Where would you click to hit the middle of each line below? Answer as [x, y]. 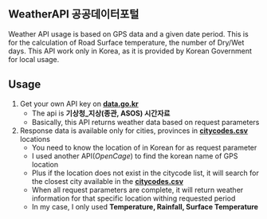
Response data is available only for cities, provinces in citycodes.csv [134, 131]
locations [35, 139]
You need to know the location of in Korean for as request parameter [144, 147]
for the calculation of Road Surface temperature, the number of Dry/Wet [126, 42]
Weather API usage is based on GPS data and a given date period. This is [128, 33]
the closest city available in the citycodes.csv [108, 181]
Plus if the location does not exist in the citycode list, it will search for [145, 173]
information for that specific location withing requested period [133, 198]
